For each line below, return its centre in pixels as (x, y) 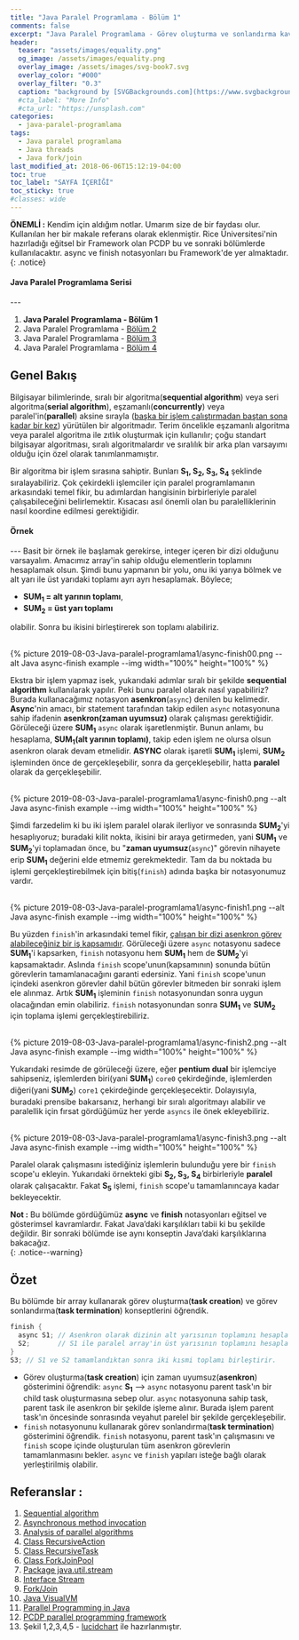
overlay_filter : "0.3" (60, 84)
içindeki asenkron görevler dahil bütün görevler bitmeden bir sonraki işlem (146, 983)
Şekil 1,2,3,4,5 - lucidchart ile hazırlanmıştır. (102, 1627)
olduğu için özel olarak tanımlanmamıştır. (84, 453)
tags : (20, 133)
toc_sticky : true (42, 191)
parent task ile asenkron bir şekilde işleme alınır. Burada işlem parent (148, 1407)
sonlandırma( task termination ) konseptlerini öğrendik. (110, 1310)
